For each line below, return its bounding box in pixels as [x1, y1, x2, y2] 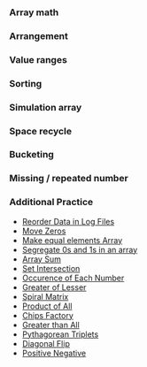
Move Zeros [21, 226, 66, 236]
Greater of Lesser [21, 281, 87, 293]
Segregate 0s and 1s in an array [21, 244, 138, 255]
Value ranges [9, 53, 68, 65]
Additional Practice [9, 196, 94, 209]
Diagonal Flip [21, 338, 71, 348]
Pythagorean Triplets [21, 329, 99, 340]
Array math [9, 6, 59, 19]
